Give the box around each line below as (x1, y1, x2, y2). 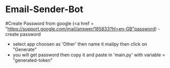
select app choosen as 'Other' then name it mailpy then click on (12, 41, 147, 47)
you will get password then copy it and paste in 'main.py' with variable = (12, 52, 165, 58)
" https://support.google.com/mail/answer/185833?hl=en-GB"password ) (5, 25, 157, 31)
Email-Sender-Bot (5, 4, 83, 15)
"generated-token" (12, 57, 53, 63)
